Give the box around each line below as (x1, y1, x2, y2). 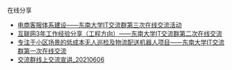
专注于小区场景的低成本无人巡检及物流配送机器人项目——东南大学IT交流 (17, 38, 225, 46)
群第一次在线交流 (17, 47, 67, 55)
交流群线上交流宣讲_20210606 (17, 55, 105, 64)
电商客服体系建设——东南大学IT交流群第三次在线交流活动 (17, 21, 183, 29)
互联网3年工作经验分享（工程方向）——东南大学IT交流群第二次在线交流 (17, 30, 223, 37)
